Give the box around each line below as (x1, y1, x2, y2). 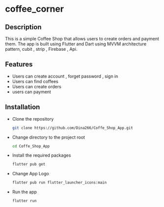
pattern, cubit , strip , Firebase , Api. (5, 46, 78, 52)
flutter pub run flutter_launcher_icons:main (12, 180, 107, 185)
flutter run (12, 199, 37, 204)
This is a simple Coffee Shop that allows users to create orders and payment (5, 36, 159, 41)
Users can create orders (12, 83, 62, 89)
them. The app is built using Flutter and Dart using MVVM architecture (5, 41, 147, 47)
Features (5, 60, 33, 69)
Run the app (12, 189, 37, 195)
